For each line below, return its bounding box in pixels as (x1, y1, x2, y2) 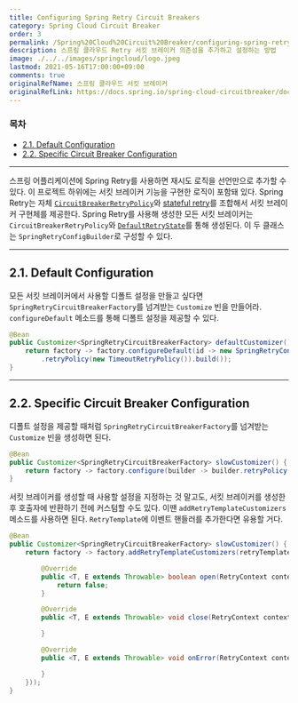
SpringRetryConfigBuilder (18, 232, 114, 241)
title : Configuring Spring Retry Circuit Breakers (9, 12, 200, 22)
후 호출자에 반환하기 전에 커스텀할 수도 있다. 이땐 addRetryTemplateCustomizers (9, 503, 286, 514)
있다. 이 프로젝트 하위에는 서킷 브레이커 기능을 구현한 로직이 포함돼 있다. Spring (9, 186, 284, 196)
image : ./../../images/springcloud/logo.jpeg (9, 54, 180, 63)
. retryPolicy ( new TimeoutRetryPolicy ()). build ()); (41, 355, 232, 364)
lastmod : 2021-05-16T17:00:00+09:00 (9, 63, 145, 72)
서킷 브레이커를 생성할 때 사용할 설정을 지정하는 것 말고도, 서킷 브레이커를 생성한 (9, 491, 286, 502)
